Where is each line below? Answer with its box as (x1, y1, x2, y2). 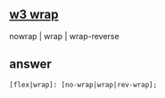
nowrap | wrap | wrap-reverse (9, 30, 120, 41)
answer (9, 57, 52, 72)
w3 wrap (9, 7, 59, 22)
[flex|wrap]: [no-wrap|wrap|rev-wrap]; (9, 80, 158, 89)
